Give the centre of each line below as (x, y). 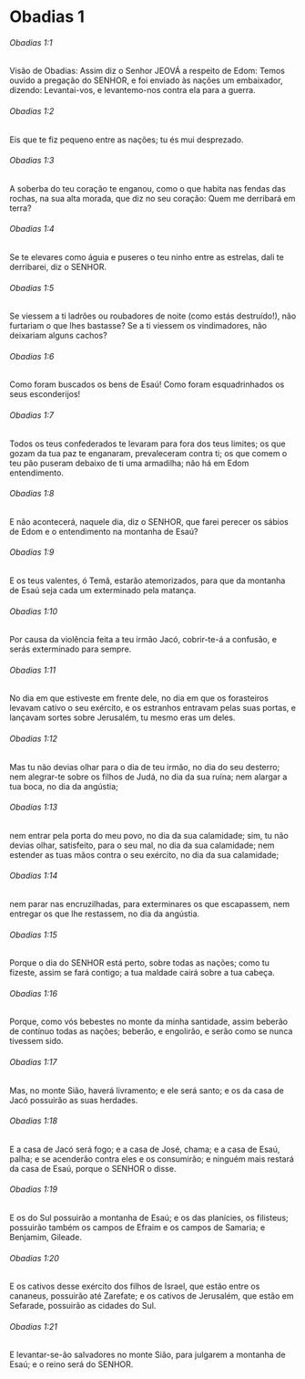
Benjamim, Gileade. (46, 1238)
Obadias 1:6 (32, 356)
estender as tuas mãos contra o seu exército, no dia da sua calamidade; (144, 854)
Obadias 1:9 (32, 552)
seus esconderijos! (45, 394)
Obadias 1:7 (32, 415)
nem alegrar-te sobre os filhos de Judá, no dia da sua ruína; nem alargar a (148, 777)
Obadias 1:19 (33, 1189)
